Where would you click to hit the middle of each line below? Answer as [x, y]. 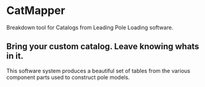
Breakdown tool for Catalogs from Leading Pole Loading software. [90, 27]
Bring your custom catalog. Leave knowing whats [103, 47]
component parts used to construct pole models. [68, 77]
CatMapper [36, 11]
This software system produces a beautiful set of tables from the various [98, 71]
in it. [15, 56]
